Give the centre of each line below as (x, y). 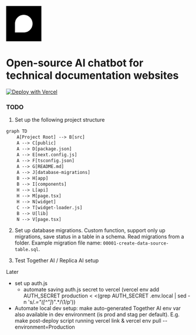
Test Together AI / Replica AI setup (57, 260)
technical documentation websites (92, 76)
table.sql (27, 250)
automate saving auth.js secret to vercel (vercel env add (91, 290)
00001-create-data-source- (136, 243)
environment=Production (45, 327)
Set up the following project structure (60, 120)
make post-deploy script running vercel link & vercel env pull (88, 321)
